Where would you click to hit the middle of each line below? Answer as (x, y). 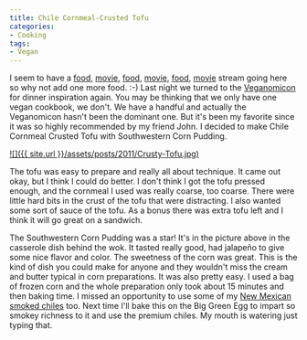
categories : (32, 27)
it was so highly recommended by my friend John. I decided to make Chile (149, 127)
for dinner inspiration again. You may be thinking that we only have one (143, 98)
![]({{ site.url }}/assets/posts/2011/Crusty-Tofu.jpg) (104, 154)
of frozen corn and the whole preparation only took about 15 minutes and (147, 287)
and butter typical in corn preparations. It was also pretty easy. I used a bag (152, 277)
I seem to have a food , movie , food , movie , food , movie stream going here (148, 78)
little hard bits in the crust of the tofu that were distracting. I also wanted (145, 201)
